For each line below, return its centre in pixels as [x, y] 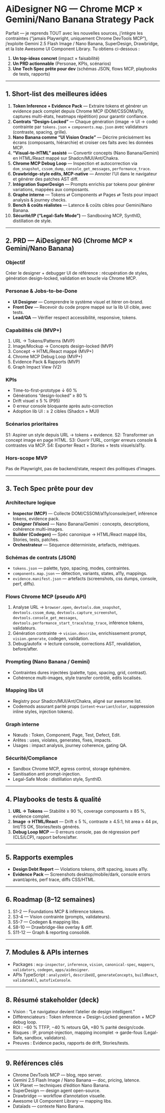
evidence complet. [31, 816]
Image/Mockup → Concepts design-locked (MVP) [63, 346]
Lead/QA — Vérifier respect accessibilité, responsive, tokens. [75, 317]
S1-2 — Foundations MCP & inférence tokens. [59, 911]
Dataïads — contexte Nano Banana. [48, 1106]
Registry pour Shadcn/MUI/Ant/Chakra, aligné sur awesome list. [77, 701]
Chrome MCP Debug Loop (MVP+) [47, 357]
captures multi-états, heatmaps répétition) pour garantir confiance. [80, 116]
